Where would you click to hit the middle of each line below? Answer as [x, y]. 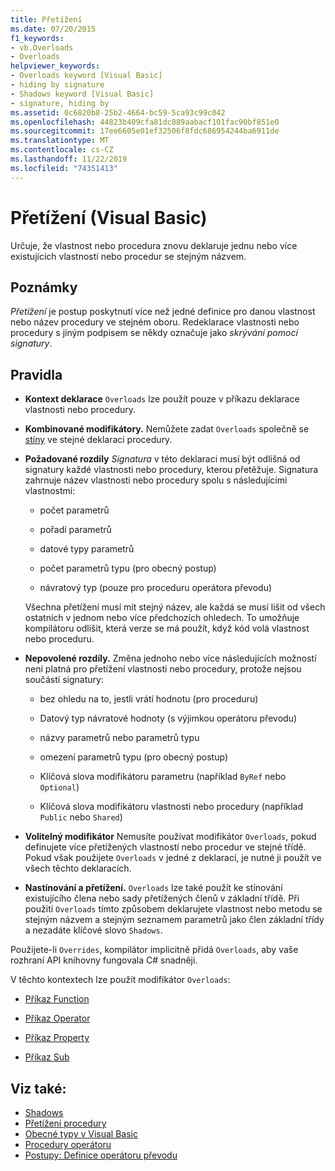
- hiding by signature [57, 85]
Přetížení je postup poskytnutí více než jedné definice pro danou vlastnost [163, 312]
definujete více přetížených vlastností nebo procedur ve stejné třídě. [165, 847]
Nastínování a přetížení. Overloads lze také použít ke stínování [153, 888]
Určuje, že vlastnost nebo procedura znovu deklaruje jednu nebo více [154, 245]
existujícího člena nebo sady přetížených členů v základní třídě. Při [162, 898]
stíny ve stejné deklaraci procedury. [98, 440]
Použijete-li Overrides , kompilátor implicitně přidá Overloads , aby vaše [154, 950]
